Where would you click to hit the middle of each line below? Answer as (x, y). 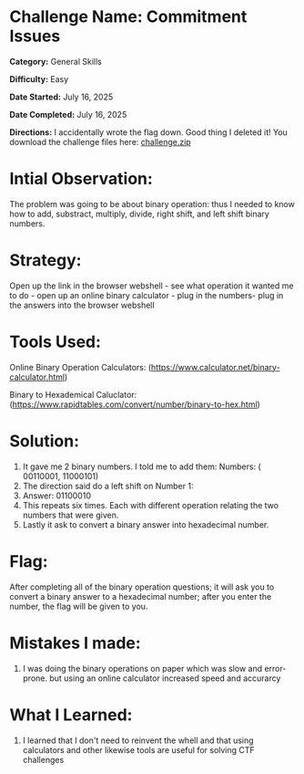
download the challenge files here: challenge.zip (100, 141)
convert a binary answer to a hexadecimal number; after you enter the (141, 596)
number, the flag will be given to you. (79, 606)
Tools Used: (56, 342)
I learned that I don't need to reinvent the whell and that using (138, 740)
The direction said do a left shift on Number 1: (108, 486)
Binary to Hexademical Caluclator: (73, 394)
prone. (35, 678)
